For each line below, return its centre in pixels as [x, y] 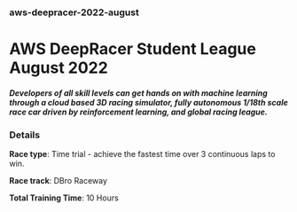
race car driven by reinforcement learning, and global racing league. [138, 112]
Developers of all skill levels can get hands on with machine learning [138, 93]
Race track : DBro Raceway [59, 181]
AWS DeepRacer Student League [133, 49]
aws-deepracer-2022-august [74, 12]
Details [25, 135]
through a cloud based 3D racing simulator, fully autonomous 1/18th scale [148, 102]
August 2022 [59, 68]
